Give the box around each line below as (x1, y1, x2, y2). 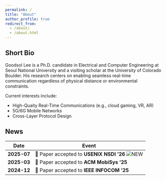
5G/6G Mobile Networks (12, 107, 62, 113)
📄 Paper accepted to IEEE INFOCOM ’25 (35, 167, 129, 174)
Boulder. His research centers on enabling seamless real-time (5, 73, 131, 79)
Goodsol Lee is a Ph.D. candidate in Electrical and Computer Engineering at (5, 62, 159, 68)
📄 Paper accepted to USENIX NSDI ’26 (35, 150, 125, 157)
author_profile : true (5, 16, 50, 21)
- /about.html (9, 30, 39, 35)
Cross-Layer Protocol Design (12, 113, 72, 119)
